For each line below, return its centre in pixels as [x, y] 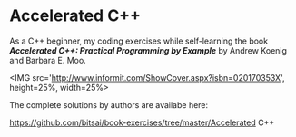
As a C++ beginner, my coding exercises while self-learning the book [139, 41]
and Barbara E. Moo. [48, 60]
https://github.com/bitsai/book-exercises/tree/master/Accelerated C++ [142, 122]
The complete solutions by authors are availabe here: [109, 104]
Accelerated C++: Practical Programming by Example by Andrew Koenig [148, 50]
